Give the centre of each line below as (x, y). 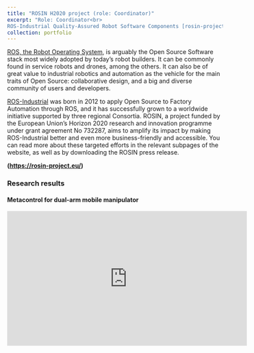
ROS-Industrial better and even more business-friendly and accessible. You (114, 138)
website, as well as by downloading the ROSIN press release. (93, 153)
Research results (36, 183)
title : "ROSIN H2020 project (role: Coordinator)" (81, 13)
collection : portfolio (39, 32)
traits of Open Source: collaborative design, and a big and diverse (100, 81)
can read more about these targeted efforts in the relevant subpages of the (113, 145)
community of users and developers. (59, 88)
